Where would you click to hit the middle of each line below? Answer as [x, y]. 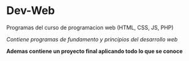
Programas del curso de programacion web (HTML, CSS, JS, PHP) [90, 27]
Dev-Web [31, 11]
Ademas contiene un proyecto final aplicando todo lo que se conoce [94, 51]
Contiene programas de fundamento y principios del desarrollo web [92, 39]
